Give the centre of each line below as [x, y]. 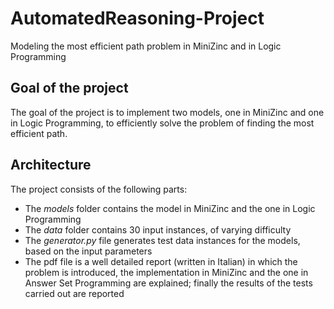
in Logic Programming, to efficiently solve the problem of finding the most [162, 123]
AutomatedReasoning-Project [137, 18]
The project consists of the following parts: [99, 189]
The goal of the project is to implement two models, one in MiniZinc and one [167, 112]
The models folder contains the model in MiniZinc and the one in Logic [170, 208]
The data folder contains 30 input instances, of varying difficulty [158, 229]
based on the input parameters [88, 251]
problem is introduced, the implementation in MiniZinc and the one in [166, 272]
